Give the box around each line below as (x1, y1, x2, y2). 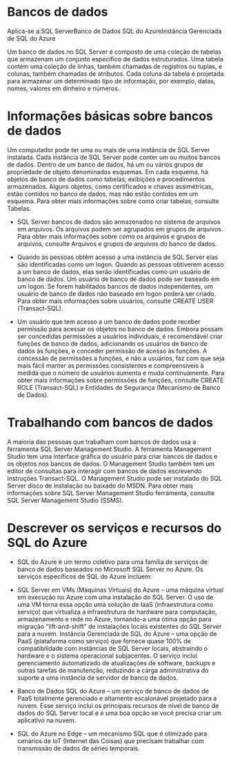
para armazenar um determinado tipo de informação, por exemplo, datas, (7, 76, 216, 85)
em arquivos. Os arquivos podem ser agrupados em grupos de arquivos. (17, 225, 223, 233)
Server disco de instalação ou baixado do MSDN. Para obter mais (7, 481, 193, 490)
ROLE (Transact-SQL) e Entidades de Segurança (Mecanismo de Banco (17, 383, 221, 391)
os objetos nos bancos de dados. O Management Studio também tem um (7, 459, 215, 468)
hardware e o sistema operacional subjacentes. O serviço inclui (17, 652, 198, 660)
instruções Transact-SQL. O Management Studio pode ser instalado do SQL (7, 474, 223, 482)
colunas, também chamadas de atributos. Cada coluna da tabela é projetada (7, 70, 224, 78)
